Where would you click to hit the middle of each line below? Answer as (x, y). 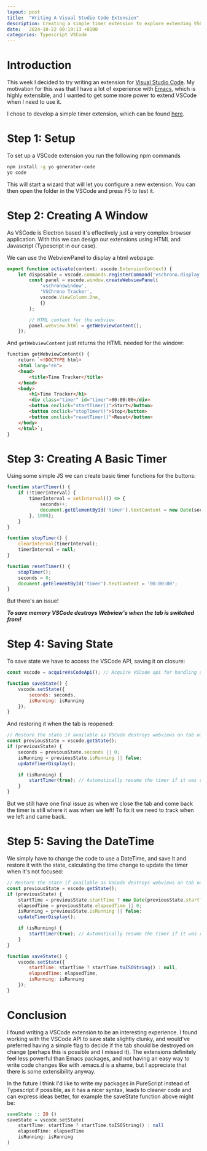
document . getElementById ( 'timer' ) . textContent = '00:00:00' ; (98, 583)
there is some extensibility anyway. (51, 1071)
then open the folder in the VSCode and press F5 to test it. (81, 190)
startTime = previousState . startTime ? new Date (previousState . (102, 900)
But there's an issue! (33, 601)
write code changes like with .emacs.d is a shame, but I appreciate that (97, 1065)
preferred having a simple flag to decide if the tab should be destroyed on (100, 1045)
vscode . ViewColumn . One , (70, 298)
